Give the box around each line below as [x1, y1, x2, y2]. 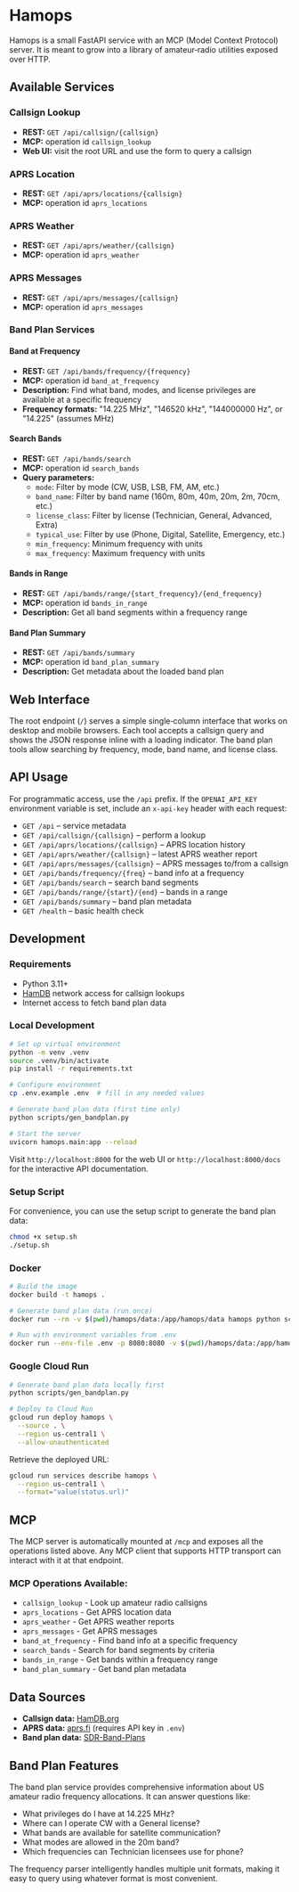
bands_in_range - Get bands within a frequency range [21, 1654, 218, 1665]
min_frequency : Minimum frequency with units [35, 538, 203, 549]
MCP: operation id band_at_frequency [21, 375, 160, 386]
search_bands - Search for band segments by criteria [21, 1645, 215, 1656]
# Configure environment [9, 1080, 101, 1090]
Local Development [9, 1020, 95, 1032]
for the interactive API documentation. [9, 1163, 149, 1174]
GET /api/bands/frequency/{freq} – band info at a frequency [21, 867, 245, 878]
